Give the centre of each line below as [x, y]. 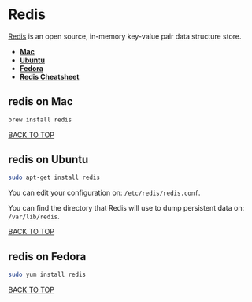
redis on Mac [41, 101]
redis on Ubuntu [48, 160]
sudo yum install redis [47, 275]
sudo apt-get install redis [54, 178]
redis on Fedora [47, 257]
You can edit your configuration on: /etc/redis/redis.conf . [104, 193]
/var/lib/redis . [34, 216]
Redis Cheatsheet [49, 76]
